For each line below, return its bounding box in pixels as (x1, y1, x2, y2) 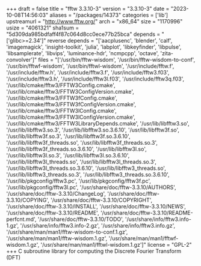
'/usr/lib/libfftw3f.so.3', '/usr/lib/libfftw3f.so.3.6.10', (6, 133, 131, 140)
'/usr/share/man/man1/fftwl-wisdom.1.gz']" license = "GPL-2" (40, 241, 192, 248)
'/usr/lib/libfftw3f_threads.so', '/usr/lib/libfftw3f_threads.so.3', (6, 139, 158, 146)
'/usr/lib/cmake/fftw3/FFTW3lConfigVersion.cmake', (6, 113, 135, 121)
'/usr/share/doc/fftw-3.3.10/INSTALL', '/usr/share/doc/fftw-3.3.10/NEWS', (6, 203, 187, 210)
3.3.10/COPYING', (6, 196, 49, 204)
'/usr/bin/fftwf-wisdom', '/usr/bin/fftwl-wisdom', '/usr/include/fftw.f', (6, 62, 175, 70)
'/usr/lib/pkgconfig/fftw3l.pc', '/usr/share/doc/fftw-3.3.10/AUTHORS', (6, 184, 176, 191)
